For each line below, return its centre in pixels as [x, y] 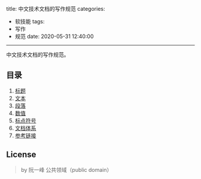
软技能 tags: [30, 21]
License [21, 155]
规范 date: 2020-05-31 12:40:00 [54, 36]
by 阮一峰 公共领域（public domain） [66, 169]
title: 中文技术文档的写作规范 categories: [56, 9]
